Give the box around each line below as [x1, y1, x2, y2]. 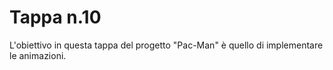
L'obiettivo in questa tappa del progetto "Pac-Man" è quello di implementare [9, 39, 324, 51]
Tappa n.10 [9, 6, 102, 29]
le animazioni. [9, 49, 67, 61]
